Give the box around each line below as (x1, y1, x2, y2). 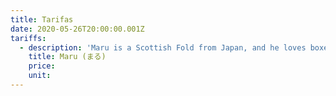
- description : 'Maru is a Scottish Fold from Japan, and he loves (19, 42, 307, 53)
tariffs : (10, 33, 47, 43)
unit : (28, 71, 52, 81)
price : (28, 61, 56, 71)
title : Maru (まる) (28, 52, 107, 62)
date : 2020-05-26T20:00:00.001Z (10, 24, 145, 34)
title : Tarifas (10, 14, 74, 25)
